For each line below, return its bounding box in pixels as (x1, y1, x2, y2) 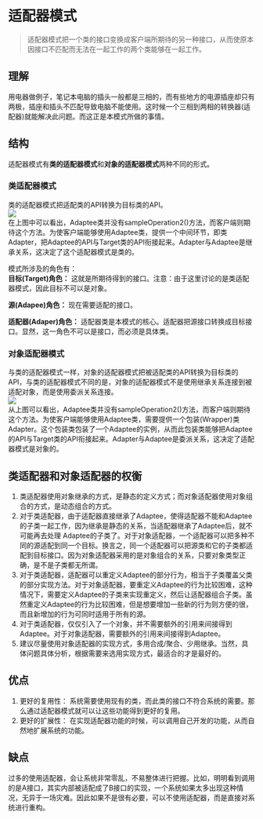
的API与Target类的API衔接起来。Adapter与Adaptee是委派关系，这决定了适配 (8, 434, 254, 444)
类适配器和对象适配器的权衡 (8, 469, 142, 483)
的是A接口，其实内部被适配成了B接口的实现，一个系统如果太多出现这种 (8, 783, 237, 792)
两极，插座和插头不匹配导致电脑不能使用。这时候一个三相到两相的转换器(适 (8, 101, 251, 111)
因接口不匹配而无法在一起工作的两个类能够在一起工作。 (27, 44, 206, 53)
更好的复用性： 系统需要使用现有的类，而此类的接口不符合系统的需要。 (19, 696, 248, 705)
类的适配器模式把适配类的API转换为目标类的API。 (8, 199, 168, 209)
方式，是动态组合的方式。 (33, 501, 116, 510)
